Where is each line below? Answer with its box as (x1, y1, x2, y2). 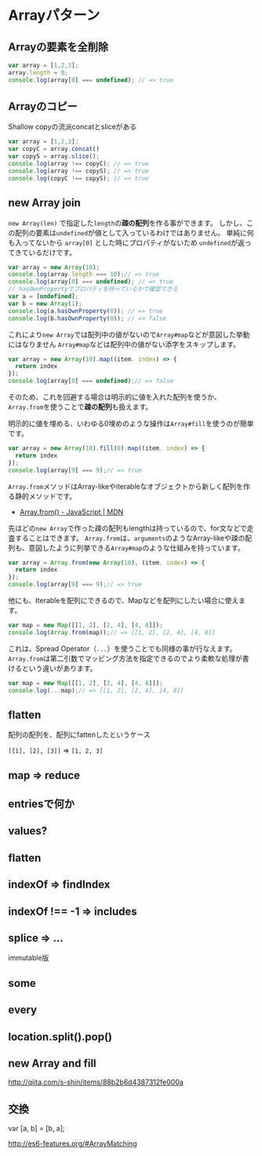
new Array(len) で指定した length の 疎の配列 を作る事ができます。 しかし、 (8, 218, 247, 227)
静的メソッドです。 (14, 491, 77, 501)
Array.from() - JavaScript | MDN (19, 507, 124, 517)
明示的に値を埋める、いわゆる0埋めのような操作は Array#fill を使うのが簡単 (8, 419, 254, 428)
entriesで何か (8, 797, 75, 811)
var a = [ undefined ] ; (8, 293, 79, 300)
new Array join (8, 197, 81, 210)
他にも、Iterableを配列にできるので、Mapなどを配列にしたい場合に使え (8, 596, 239, 605)
